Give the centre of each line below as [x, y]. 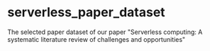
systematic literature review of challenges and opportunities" [96, 39]
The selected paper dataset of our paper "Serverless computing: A [105, 32]
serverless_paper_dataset [86, 12]
